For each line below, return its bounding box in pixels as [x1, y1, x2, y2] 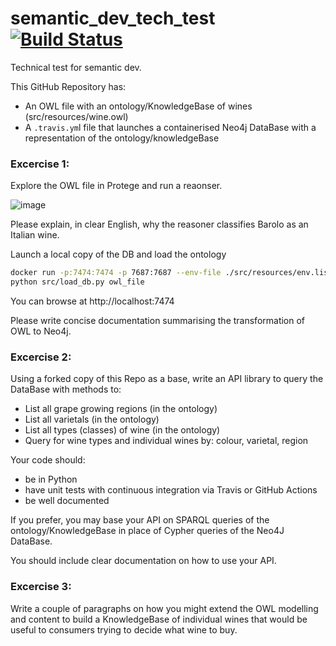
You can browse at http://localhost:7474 [10, 295, 175, 307]
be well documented [24, 495, 110, 507]
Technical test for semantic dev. [10, 61, 142, 73]
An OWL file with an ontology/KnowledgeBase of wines [24, 100, 253, 112]
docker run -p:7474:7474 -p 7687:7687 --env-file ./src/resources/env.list [10, 268, 333, 278]
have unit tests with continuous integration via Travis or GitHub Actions [24, 484, 318, 496]
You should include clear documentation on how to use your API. [10, 555, 277, 567]
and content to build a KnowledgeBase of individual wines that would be [10, 613, 308, 625]
